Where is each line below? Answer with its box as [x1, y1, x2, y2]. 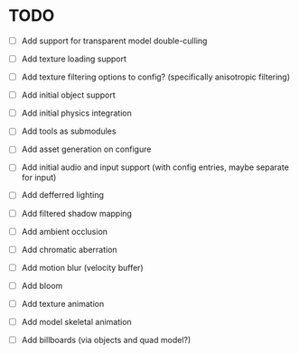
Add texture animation [21, 298, 105, 309]
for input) [21, 172, 57, 183]
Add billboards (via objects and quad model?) [21, 334, 192, 345]
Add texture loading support [21, 53, 127, 64]
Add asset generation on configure [21, 144, 152, 154]
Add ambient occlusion [21, 226, 108, 237]
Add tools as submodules [21, 126, 117, 136]
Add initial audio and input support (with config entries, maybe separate [21, 162, 290, 172]
